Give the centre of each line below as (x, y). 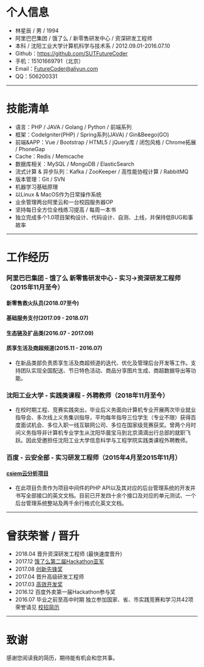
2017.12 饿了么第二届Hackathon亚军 (59, 562)
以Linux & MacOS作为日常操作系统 (58, 194)
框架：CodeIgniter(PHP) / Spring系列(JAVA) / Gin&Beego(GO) (92, 134)
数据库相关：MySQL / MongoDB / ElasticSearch (75, 164)
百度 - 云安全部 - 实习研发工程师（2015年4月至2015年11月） (94, 458)
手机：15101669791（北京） (49, 61)
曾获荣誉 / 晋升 (43, 536)
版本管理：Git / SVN (40, 179)
